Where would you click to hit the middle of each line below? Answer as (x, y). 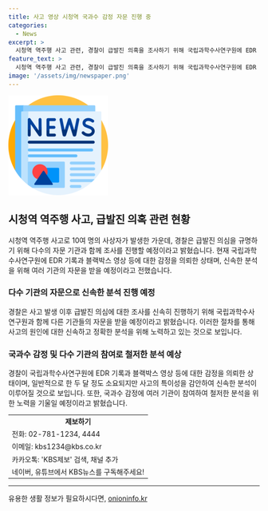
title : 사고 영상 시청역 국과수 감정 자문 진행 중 (80, 17)
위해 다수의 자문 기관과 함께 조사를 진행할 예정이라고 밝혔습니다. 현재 (123, 250)
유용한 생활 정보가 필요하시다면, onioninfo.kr (78, 498)
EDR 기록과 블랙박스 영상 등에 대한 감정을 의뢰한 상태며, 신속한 (146, 260)
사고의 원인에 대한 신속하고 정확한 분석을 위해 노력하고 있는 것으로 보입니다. (125, 331)
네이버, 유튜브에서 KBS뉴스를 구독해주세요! (78, 472)
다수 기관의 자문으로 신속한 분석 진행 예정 (82, 293)
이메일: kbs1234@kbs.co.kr (57, 446)
